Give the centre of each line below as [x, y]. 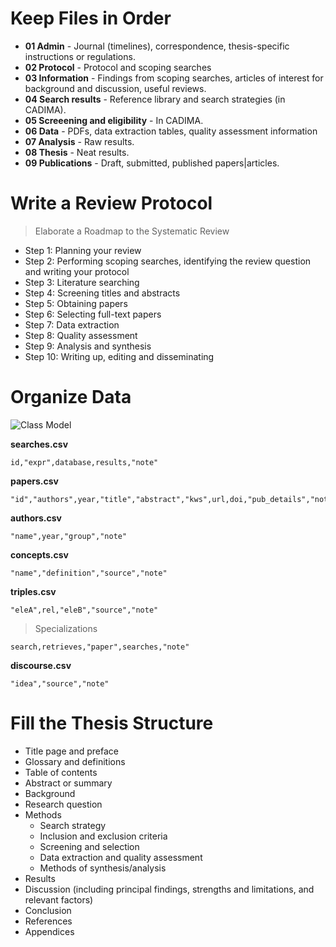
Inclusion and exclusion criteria [103, 836]
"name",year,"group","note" [69, 536]
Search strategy [73, 825]
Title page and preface [71, 751]
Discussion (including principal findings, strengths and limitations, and [169, 889]
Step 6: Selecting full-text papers [93, 314]
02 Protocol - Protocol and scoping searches [118, 67]
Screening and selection [89, 846]
